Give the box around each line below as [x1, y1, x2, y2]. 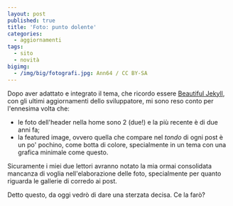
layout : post [7, 10, 46, 18]
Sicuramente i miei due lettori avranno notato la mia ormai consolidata [7, 161, 212, 170]
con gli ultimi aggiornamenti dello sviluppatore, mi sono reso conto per [7, 96, 215, 105]
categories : [7, 30, 43, 38]
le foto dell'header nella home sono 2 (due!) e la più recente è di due [17, 118, 218, 126]
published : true [7, 17, 55, 24]
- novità [13, 57, 40, 64]
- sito [13, 50, 33, 57]
